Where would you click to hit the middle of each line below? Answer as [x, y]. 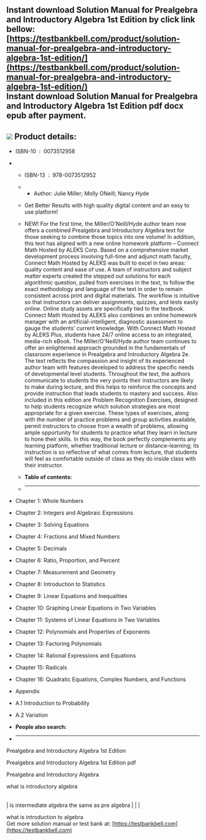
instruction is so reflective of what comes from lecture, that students [111, 452]
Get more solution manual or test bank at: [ [60, 824]
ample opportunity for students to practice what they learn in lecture [111, 433]
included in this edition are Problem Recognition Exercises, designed [111, 400]
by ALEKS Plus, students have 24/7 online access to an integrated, [109, 335]
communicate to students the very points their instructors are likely [109, 381]
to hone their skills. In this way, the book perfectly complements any [110, 439]
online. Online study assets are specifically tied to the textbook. [105, 309]
